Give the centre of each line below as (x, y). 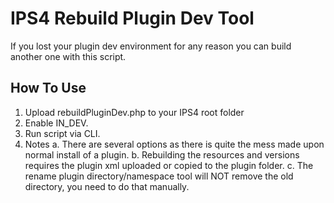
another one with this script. (68, 56)
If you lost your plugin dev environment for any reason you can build (151, 46)
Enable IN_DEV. (56, 123)
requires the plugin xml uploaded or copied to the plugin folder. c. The (169, 165)
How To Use (48, 88)
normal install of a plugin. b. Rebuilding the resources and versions (162, 154)
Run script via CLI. (62, 133)
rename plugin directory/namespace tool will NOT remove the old (159, 176)
